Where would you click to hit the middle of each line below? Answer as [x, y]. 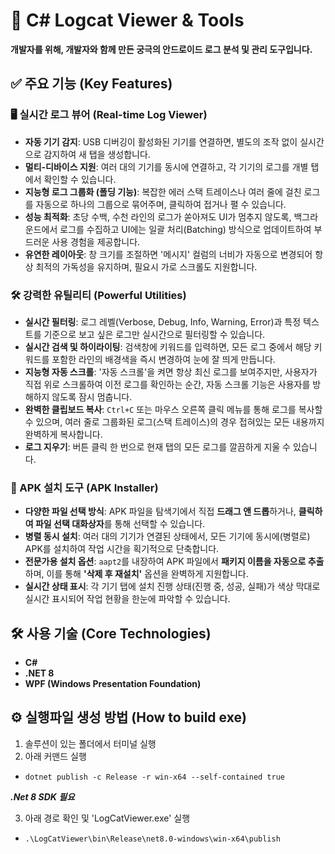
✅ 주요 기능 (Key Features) [91, 84]
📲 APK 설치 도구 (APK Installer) [84, 487]
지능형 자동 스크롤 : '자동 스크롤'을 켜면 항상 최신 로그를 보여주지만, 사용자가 [171, 371]
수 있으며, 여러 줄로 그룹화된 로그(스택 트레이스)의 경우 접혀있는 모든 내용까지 [174, 421]
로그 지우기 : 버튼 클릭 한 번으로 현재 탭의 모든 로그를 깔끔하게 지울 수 [157, 446]
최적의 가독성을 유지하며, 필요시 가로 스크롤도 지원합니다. [146, 266]
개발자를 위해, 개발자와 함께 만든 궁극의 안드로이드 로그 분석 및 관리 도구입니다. [161, 49]
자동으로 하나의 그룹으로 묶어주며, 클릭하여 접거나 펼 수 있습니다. [161, 204]
